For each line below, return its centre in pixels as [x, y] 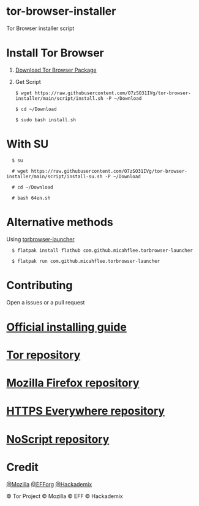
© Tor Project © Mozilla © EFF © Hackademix [65, 496]
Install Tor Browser [55, 53]
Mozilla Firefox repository [73, 383]
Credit [22, 467]
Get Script [28, 81]
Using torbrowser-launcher [40, 239]
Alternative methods [60, 222]
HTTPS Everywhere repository [86, 411]
